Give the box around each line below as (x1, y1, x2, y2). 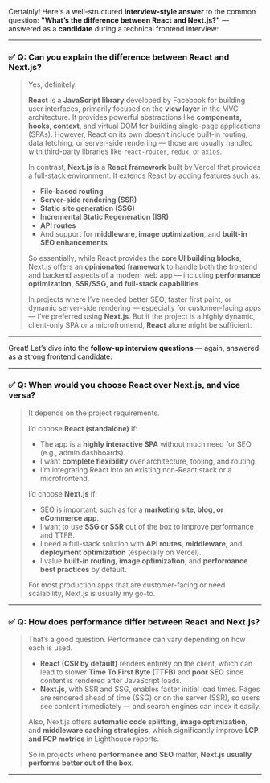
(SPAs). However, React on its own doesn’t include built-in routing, (27, 130, 248, 139)
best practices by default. (39, 564, 127, 574)
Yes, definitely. (27, 80, 78, 89)
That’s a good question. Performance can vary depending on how (27, 634, 246, 644)
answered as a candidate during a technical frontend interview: (8, 24, 219, 33)
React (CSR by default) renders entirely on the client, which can (39, 658, 253, 668)
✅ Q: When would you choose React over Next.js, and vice (8, 380, 241, 391)
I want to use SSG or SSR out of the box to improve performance (39, 521, 255, 531)
